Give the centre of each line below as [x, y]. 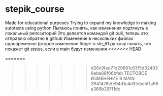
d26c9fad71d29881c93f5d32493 [124, 68]
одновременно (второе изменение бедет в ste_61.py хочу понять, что [78, 43]
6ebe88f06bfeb [107, 73]
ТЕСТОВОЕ [136, 73]
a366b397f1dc [106, 89]
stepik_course [35, 9]
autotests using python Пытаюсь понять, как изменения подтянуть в [77, 28]
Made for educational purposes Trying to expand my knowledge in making [81, 23]
